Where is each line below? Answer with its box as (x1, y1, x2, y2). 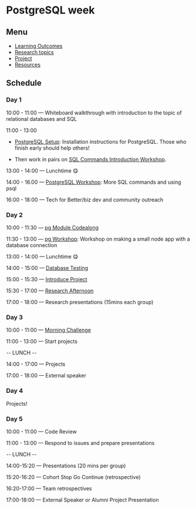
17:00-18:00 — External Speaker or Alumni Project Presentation (6, 496, 159, 503)
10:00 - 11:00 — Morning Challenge (6, 326, 91, 333)
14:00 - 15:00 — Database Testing (6, 264, 89, 271)
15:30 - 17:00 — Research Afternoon (6, 287, 94, 294)
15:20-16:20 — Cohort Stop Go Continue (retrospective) (6, 473, 141, 480)
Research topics (14, 49, 54, 56)
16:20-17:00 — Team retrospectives (6, 485, 92, 492)
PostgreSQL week (6, 4, 95, 17)
